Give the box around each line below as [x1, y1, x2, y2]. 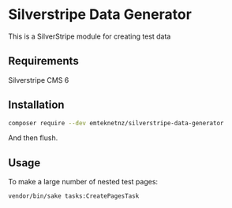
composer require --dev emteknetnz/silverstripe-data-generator [8, 119, 224, 127]
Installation [8, 98, 65, 112]
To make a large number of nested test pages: [8, 177, 159, 187]
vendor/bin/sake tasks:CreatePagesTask [8, 192, 140, 200]
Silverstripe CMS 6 [8, 75, 69, 84]
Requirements [8, 54, 79, 68]
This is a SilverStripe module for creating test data [8, 32, 171, 41]
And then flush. [8, 133, 58, 143]
